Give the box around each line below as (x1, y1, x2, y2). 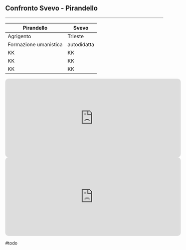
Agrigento (8, 33, 32, 40)
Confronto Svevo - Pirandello (5, 4, 98, 13)
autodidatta (67, 41, 94, 48)
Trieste (67, 33, 84, 40)
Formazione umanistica (8, 41, 63, 48)
